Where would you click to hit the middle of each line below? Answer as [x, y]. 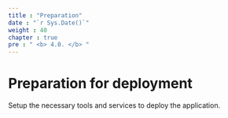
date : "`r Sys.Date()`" [49, 23]
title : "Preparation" [45, 15]
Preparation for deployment [100, 84]
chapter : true [33, 37]
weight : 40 [28, 30]
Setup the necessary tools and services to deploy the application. [114, 105]
